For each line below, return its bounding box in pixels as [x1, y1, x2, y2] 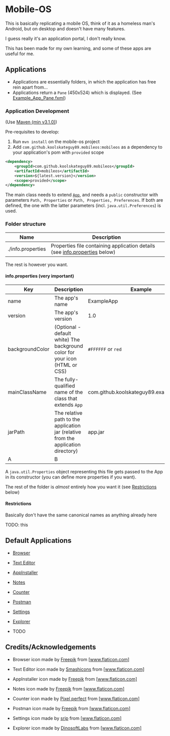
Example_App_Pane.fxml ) [12, 95, 66, 101]
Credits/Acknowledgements [5, 643, 96, 652]
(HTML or [54, 361, 77, 368]
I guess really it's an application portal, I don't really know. [5, 35, 126, 41]
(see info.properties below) [51, 248, 115, 255]
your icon [54, 355, 77, 362]
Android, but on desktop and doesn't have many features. [5, 25, 125, 31]
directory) [54, 447, 78, 454]
